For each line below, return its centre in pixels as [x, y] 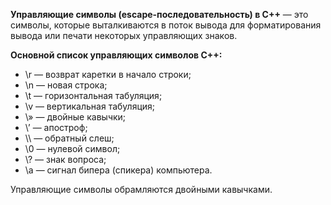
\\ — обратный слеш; [69, 138]
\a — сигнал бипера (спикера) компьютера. [118, 170]
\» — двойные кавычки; [75, 117]
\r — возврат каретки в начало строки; [108, 74]
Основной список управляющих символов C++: [116, 55]
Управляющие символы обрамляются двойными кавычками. [141, 189]
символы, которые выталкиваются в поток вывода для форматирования [166, 25]
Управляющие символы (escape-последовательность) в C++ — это [159, 14]
